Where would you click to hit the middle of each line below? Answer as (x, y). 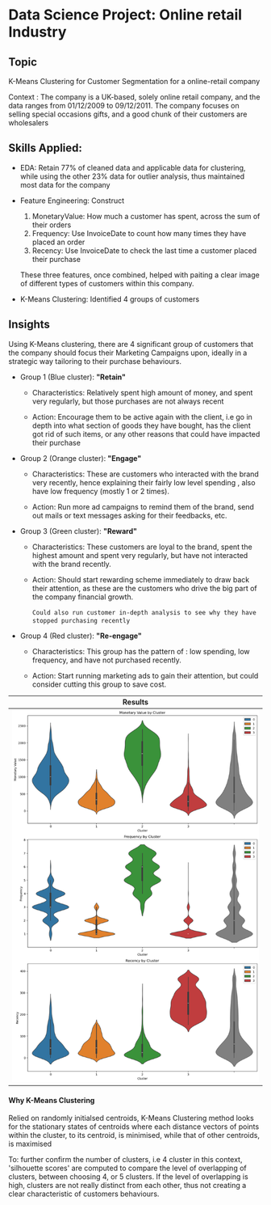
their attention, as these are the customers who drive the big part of (145, 588)
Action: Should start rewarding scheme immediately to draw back (141, 579)
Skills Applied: (46, 148)
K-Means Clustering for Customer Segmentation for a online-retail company (134, 81)
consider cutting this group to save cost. (99, 684)
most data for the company (65, 184)
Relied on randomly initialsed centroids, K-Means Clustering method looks (131, 1118)
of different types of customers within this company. (107, 283)
